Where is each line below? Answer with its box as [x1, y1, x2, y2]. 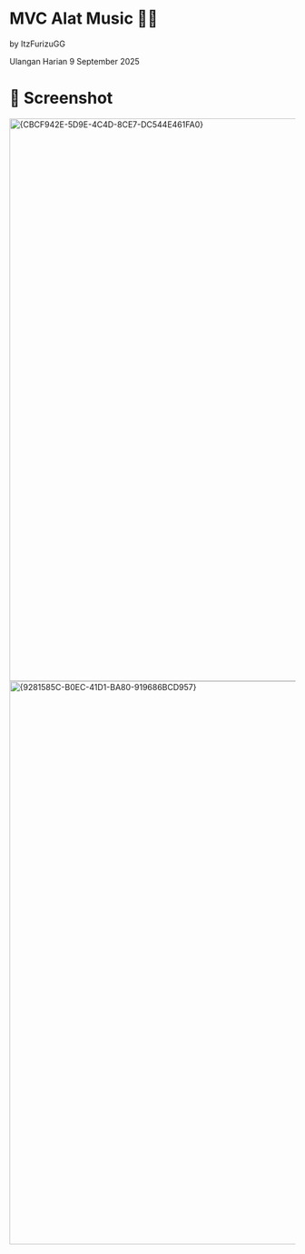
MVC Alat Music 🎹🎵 [9, 8, 159, 29]
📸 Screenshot [9, 88, 113, 108]
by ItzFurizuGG [9, 38, 66, 49]
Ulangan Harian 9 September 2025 [9, 55, 141, 66]
